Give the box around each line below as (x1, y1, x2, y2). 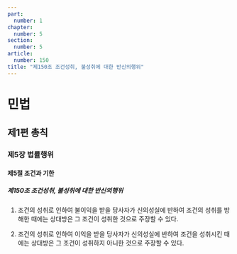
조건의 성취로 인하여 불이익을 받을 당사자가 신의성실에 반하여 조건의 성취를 (17, 206, 223, 214)
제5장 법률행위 (7, 150, 55, 160)
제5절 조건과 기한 (7, 169, 55, 177)
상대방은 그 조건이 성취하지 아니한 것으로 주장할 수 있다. (31, 238, 184, 247)
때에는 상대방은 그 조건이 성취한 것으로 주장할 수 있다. (31, 214, 179, 223)
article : (7, 51, 33, 58)
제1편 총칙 (7, 127, 48, 139)
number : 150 (13, 57, 50, 64)
